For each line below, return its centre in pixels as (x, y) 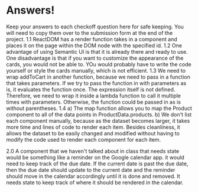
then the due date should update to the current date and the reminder (91, 170)
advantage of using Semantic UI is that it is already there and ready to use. (97, 51)
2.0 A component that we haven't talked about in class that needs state (93, 151)
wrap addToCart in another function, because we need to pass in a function (98, 77)
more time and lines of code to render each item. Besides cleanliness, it (93, 127)
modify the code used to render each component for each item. (84, 139)
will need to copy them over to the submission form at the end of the (90, 32)
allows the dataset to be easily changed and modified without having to (93, 133)
